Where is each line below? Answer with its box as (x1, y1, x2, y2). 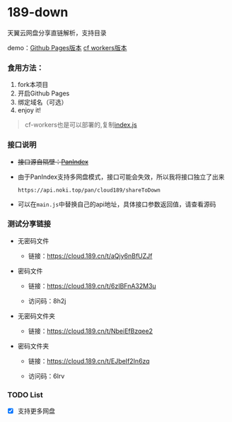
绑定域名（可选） (17, 98, 68, 107)
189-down (7, 4, 69, 20)
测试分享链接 (7, 219, 52, 229)
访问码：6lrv (28, 372, 65, 380)
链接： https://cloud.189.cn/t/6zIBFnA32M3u (28, 281, 157, 290)
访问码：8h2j (28, 296, 66, 305)
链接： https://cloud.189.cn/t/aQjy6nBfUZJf (28, 252, 153, 260)
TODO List (7, 389, 44, 399)
